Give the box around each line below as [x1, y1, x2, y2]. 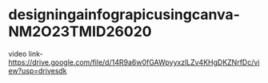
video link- [8, 49, 43, 58]
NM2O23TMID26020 [8, 22, 152, 41]
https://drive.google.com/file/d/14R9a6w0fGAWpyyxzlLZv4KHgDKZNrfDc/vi [8, 57, 260, 67]
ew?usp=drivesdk [8, 65, 67, 75]
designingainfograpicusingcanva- [8, 6, 240, 24]
